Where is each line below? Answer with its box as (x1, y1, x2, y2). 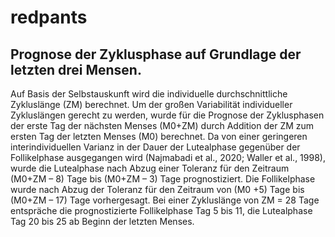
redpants (10, 6, 88, 29)
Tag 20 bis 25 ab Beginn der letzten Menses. (10, 216, 195, 227)
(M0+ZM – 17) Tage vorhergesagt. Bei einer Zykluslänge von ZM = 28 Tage (10, 194, 320, 206)
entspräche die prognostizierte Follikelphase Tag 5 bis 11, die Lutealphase (10, 205, 313, 216)
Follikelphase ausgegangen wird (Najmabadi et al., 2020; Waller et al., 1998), (10, 152, 326, 163)
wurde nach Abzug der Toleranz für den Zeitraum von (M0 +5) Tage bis (10, 184, 305, 195)
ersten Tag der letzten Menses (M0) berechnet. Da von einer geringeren (10, 131, 308, 142)
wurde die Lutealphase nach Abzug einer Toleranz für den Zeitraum (10, 162, 290, 174)
